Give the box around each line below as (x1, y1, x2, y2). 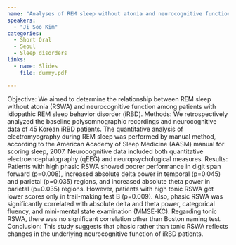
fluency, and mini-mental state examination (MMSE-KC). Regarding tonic (7, 207, 218, 215)
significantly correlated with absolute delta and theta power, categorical (7, 199, 216, 208)
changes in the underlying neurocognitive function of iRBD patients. (7, 230, 204, 238)
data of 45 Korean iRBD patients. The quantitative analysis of (7, 125, 184, 133)
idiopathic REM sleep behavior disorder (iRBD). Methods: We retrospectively (7, 110, 228, 118)
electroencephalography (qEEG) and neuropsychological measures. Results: (7, 154, 228, 163)
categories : (7, 30, 42, 37)
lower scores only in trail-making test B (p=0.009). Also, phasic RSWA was (7, 191, 223, 201)
